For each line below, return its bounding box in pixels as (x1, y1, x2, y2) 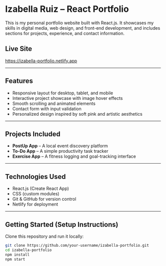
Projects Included (5, 130, 61, 138)
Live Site (5, 44, 32, 53)
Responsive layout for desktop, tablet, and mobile (12, 90, 114, 96)
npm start (5, 257, 26, 262)
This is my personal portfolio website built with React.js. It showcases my (5, 20, 154, 26)
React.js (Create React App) (12, 185, 69, 191)
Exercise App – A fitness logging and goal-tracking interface (12, 153, 136, 159)
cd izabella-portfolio (5, 247, 52, 253)
